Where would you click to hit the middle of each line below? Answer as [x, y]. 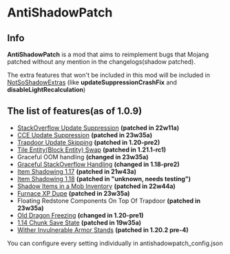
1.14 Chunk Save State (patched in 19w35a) [79, 222]
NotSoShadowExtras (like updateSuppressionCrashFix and [92, 82]
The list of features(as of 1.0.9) [75, 111]
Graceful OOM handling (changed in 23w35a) [83, 157]
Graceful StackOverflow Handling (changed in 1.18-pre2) [98, 164]
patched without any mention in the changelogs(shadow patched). [102, 62]
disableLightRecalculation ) [46, 90]
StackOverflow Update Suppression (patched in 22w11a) [98, 128]
